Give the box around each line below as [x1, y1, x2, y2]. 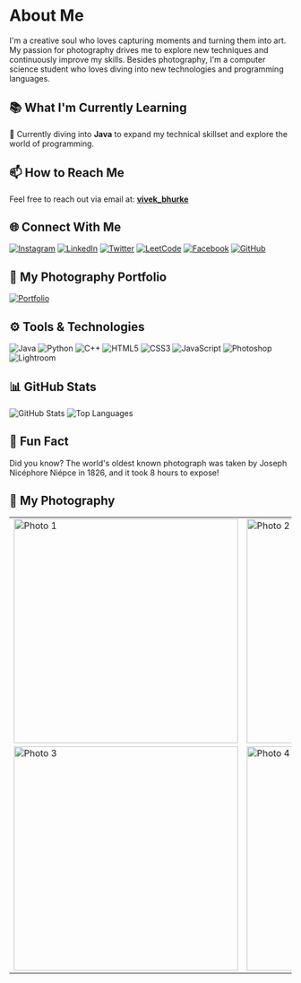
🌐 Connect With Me [9, 219, 122, 234]
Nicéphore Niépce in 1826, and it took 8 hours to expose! [9, 467, 219, 478]
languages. [9, 73, 51, 83]
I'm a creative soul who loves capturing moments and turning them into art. [9, 35, 287, 46]
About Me [9, 5, 84, 26]
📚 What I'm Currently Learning [9, 100, 187, 116]
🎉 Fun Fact [9, 434, 69, 449]
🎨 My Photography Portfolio [9, 269, 168, 284]
